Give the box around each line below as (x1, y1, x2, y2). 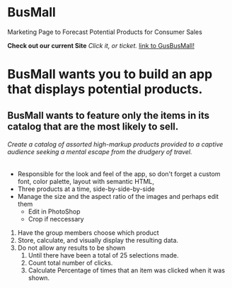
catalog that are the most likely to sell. (7, 120, 179, 132)
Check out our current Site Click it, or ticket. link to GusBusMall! (7, 41, 195, 50)
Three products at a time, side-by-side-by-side (17, 185, 156, 193)
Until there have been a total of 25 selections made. (28, 250, 179, 259)
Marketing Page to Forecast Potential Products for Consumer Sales (7, 28, 203, 36)
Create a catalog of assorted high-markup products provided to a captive (7, 140, 224, 149)
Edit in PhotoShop (28, 207, 81, 216)
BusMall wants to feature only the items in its (7, 109, 210, 121)
